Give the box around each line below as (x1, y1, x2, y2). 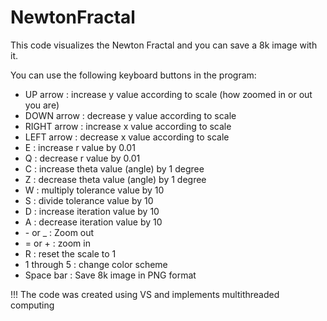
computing (10, 299, 55, 311)
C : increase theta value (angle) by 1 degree (24, 162, 205, 175)
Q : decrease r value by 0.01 (24, 152, 141, 164)
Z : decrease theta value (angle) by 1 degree (24, 173, 207, 185)
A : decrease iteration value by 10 (24, 216, 163, 228)
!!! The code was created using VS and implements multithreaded (10, 288, 280, 300)
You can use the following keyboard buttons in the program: (10, 69, 257, 81)
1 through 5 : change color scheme (24, 258, 168, 270)
